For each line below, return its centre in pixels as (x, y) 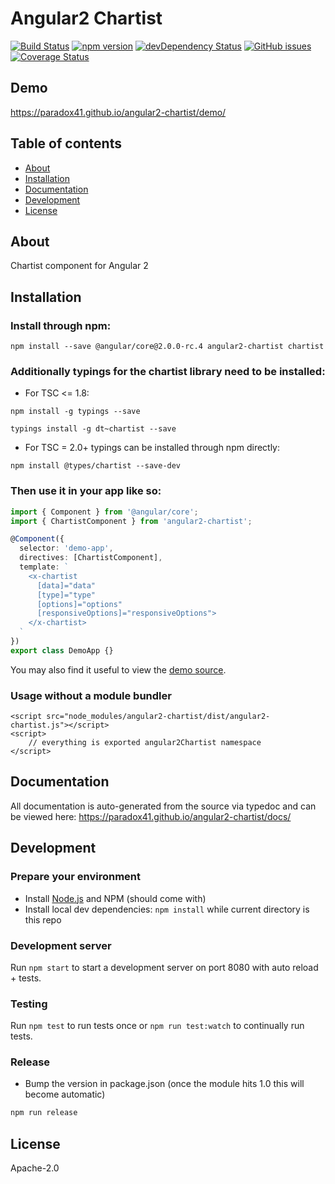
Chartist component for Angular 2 (79, 266)
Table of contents (66, 143)
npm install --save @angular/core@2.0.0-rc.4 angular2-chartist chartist (167, 347)
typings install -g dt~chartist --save (93, 429)
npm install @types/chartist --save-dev (96, 466)
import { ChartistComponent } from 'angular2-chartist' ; (131, 521)
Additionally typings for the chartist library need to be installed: (168, 371)
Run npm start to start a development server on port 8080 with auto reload (164, 967)
